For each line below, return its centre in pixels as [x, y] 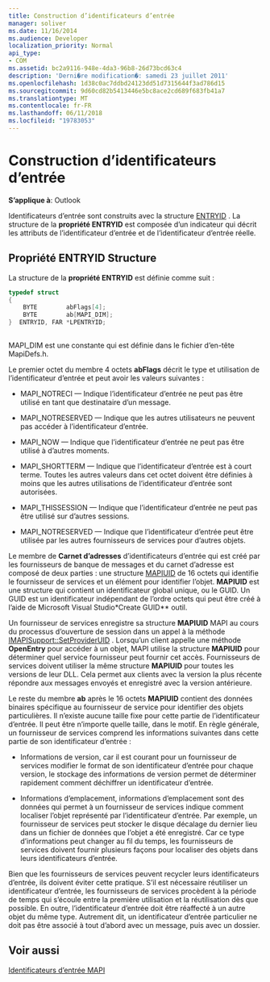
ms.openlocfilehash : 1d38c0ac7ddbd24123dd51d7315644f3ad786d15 [117, 83]
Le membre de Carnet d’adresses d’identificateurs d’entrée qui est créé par [134, 555]
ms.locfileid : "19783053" [52, 121]
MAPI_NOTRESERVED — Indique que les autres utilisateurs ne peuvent [137, 418]
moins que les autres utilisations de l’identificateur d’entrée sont [126, 483]
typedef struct [34, 292]
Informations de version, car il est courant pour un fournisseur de [128, 757]
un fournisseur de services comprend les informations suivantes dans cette [134, 732]
